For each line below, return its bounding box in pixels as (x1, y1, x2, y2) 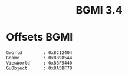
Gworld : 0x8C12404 (6, 50, 73, 56)
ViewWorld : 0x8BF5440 (6, 60, 73, 66)
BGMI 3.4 (76, 4, 123, 17)
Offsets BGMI (6, 31, 73, 44)
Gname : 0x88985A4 (6, 55, 73, 61)
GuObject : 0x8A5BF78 (6, 65, 73, 71)
